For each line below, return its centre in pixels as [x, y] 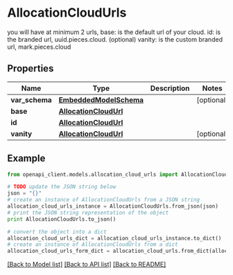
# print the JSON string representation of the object [88, 212]
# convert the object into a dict [57, 232]
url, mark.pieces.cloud [39, 47]
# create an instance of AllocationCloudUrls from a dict [93, 244]
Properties [31, 68]
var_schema [31, 100]
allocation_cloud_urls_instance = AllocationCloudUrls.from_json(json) [113, 206]
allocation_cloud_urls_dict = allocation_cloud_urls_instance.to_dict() [114, 238]
